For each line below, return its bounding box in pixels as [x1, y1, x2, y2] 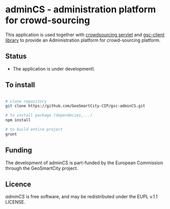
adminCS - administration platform [5, 4, 156, 15]
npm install [5, 117, 31, 123]
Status [5, 52, 27, 61]
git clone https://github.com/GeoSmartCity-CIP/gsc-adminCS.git [5, 103, 145, 109]
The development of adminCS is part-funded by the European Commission [5, 160, 163, 166]
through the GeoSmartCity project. [5, 165, 78, 171]
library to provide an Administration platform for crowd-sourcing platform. [5, 37, 161, 43]
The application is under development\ [12, 65, 95, 72]
